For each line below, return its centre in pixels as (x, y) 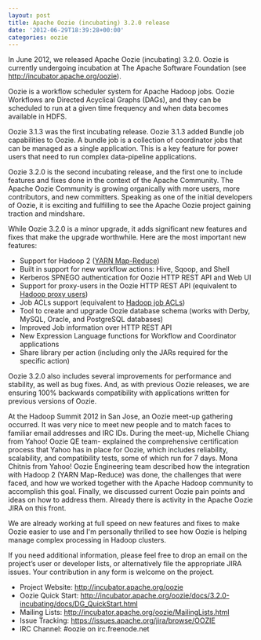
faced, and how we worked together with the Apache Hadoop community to (130, 483)
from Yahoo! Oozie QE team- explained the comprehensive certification (123, 441)
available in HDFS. (38, 117)
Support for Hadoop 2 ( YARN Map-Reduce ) (89, 261)
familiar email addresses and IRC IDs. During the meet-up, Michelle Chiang (129, 433)
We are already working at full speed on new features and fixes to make (124, 524)
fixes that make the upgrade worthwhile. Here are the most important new (127, 237)
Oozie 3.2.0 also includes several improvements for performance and (120, 376)
